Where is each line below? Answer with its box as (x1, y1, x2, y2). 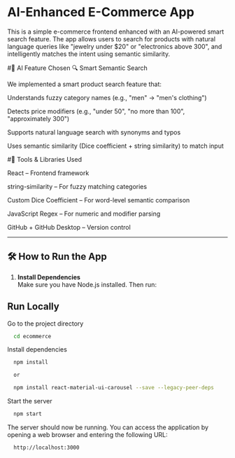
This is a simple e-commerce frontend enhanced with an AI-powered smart (7, 27, 225, 36)
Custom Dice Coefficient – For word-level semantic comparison (7, 195, 190, 204)
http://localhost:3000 (13, 444, 80, 451)
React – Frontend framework (7, 169, 90, 177)
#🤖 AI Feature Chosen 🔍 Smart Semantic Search (7, 64, 148, 72)
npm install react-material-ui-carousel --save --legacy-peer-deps (13, 384, 215, 391)
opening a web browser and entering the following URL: (7, 430, 168, 438)
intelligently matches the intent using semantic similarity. (7, 50, 170, 58)
